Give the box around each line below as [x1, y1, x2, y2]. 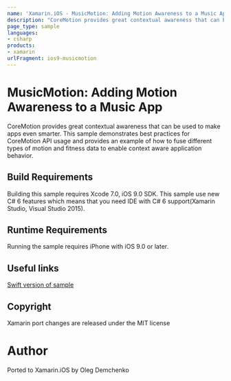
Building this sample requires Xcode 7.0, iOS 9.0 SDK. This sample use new [7, 189, 220, 198]
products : [7, 42, 36, 49]
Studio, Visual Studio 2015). [7, 204, 85, 212]
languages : [7, 29, 38, 37]
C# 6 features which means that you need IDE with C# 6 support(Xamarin [7, 197, 215, 205]
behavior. [7, 151, 34, 159]
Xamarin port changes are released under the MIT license [7, 318, 170, 327]
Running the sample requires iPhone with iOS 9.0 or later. [7, 243, 169, 251]
